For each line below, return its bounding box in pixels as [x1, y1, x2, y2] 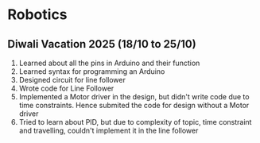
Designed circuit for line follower [18, 75, 126, 84]
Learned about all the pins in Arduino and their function [18, 58, 200, 68]
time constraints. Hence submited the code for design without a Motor [18, 101, 250, 110]
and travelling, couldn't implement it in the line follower [18, 126, 199, 135]
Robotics [7, 6, 68, 24]
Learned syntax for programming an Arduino [18, 67, 165, 76]
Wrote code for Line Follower [18, 83, 114, 93]
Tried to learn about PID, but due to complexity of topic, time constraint [18, 118, 252, 126]
